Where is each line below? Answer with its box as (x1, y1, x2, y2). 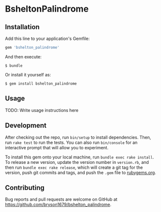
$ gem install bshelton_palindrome (5, 81, 77, 86)
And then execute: (5, 53, 42, 59)
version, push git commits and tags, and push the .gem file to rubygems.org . (5, 169, 157, 176)
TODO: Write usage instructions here (5, 107, 79, 113)
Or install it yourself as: (5, 71, 51, 77)
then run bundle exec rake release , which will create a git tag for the (5, 164, 143, 170)
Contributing (5, 183, 45, 192)
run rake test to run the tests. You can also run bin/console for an (5, 140, 138, 145)
